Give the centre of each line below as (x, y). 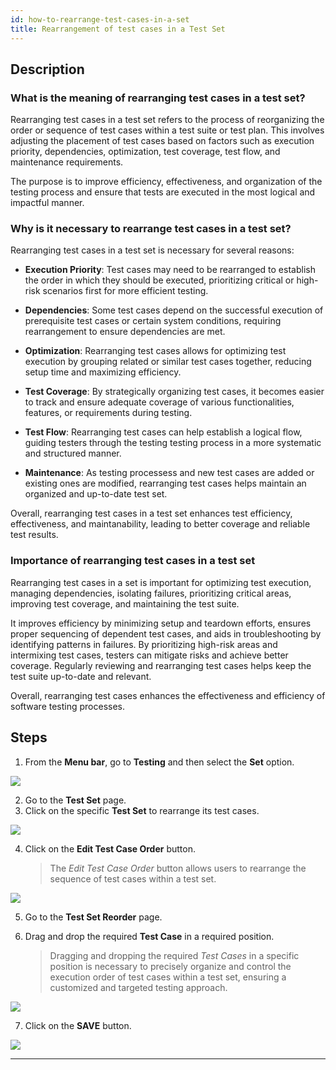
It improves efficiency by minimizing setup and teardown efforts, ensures (161, 623)
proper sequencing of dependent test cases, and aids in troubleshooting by (166, 633)
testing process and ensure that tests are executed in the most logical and (163, 192)
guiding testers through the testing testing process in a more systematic (173, 443)
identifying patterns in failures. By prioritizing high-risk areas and (144, 644)
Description (47, 69)
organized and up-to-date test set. (96, 494)
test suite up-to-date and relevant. (81, 676)
